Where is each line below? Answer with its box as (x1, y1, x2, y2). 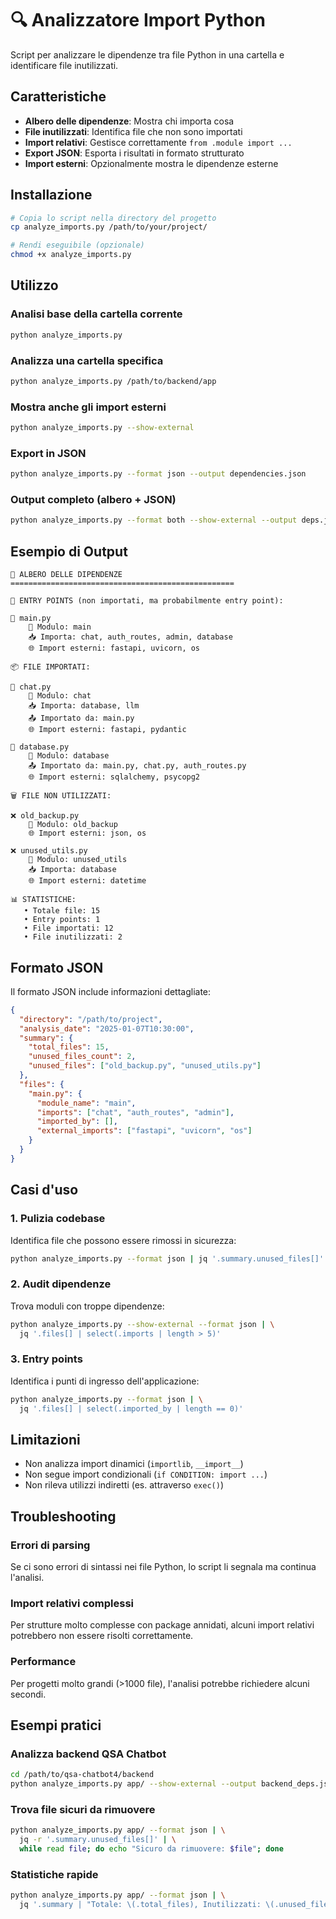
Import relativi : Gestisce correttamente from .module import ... (24, 136, 293, 148)
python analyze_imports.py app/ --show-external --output (10, 1779, 257, 1789)
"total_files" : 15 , (28, 1042, 110, 1052)
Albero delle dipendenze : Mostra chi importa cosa (24, 115, 235, 127)
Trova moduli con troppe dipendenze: (10, 1300, 165, 1312)
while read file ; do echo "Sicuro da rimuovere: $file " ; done (19, 1844, 284, 1854)
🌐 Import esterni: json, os (28, 828, 147, 839)
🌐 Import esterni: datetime (28, 876, 147, 886)
